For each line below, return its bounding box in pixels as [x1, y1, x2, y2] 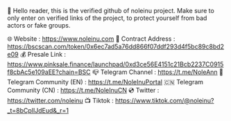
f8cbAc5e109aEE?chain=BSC [7, 68, 92, 76]
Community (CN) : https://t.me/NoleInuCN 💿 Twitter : [7, 86, 160, 94]
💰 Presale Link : [19, 50, 67, 58]
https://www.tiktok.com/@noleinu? [115, 97, 214, 104]
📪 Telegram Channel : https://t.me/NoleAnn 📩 [92, 68, 223, 76]
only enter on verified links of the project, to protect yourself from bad [7, 14, 207, 22]
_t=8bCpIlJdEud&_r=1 [7, 106, 69, 114]
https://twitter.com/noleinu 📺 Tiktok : [7, 97, 114, 104]
